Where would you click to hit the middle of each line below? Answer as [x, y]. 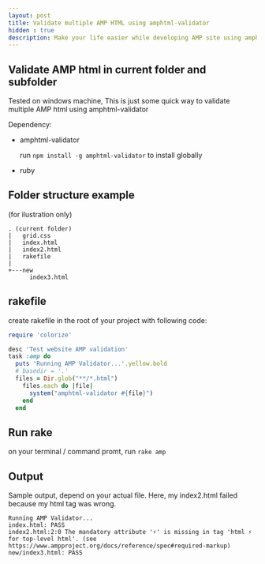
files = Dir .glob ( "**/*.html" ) [67, 379]
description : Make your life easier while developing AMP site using [125, 38]
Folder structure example [72, 196]
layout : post [30, 15]
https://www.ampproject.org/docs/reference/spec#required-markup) [119, 546]
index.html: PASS [37, 525]
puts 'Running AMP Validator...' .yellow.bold [91, 364]
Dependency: [30, 125]
